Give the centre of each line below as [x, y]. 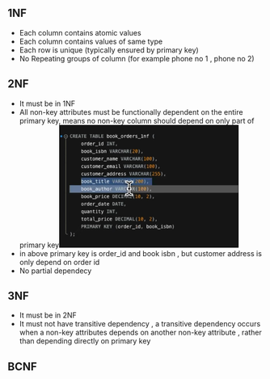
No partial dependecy [55, 271]
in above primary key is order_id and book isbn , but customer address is [140, 253]
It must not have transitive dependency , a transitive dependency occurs [140, 324]
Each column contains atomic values [80, 32]
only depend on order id [59, 262]
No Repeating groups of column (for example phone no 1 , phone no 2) [137, 58]
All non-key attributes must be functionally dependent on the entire [131, 112]
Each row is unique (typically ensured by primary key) [109, 50]
